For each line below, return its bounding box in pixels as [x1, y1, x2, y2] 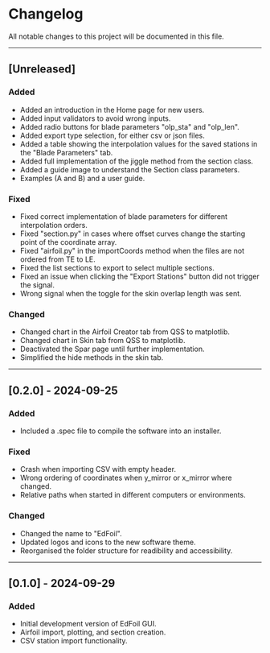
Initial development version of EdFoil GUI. [19, 619, 157, 629]
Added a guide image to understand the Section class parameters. [19, 164, 240, 174]
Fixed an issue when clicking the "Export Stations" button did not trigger [19, 271, 260, 281]
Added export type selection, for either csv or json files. [19, 130, 205, 140]
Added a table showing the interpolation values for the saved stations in [19, 138, 258, 149]
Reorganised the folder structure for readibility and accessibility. [19, 545, 233, 556]
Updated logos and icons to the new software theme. [19, 537, 196, 547]
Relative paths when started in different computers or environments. [19, 490, 247, 500]
